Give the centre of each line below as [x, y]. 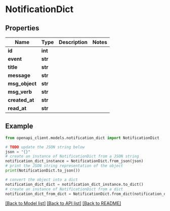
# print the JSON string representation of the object [64, 166]
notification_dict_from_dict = [38, 194]
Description [73, 42]
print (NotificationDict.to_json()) [43, 171]
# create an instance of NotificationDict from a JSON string [72, 156]
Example [19, 126]
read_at [17, 108]
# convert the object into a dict [42, 180]
